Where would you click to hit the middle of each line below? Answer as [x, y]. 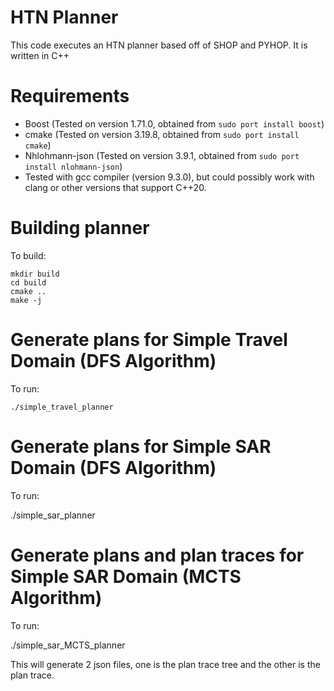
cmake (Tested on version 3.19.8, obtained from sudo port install [162, 134]
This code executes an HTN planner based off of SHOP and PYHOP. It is [159, 45]
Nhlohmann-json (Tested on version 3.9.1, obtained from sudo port [162, 155]
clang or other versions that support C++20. [115, 187]
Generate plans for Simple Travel [149, 340]
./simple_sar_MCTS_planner [68, 645]
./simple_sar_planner [53, 515]
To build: [28, 255]
